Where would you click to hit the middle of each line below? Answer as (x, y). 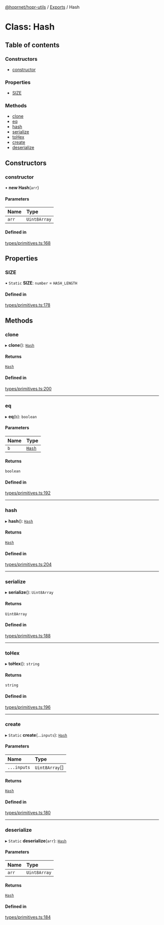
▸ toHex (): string (22, 664)
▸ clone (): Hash (20, 345)
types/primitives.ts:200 (29, 388)
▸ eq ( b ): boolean (21, 416)
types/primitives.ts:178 (28, 305)
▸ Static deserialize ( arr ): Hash (36, 841)
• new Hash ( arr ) (22, 188)
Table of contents (32, 45)
